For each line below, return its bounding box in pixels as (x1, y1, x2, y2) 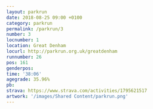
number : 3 (6, 31, 31, 38)
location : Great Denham (6, 43, 67, 49)
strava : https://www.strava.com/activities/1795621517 (6, 88, 148, 94)
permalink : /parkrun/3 (6, 25, 63, 32)
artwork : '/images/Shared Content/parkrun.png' (6, 93, 129, 99)
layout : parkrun (6, 8, 47, 15)
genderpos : (6, 65, 34, 71)
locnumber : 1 (6, 37, 39, 43)
